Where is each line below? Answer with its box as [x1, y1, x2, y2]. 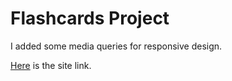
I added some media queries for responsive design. [10, 40, 223, 52]
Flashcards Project [10, 7, 170, 30]
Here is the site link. [10, 59, 92, 71]
